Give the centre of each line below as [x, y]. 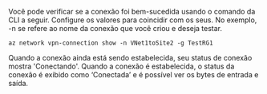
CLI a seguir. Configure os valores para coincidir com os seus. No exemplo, [133, 20]
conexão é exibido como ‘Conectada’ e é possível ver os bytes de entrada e [133, 74]
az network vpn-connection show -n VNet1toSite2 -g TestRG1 [111, 43]
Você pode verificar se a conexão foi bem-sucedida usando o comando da [132, 12]
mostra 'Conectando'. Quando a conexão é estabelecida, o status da [121, 66]
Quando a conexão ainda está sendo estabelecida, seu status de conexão [130, 58]
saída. [18, 83]
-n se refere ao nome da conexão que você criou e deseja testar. [115, 28]
